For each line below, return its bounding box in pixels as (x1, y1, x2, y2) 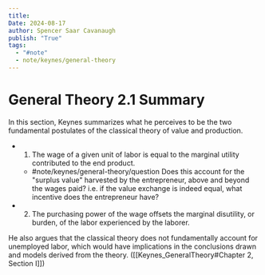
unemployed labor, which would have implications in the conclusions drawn (8, 241, 257, 251)
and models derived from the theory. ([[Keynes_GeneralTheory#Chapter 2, (8, 249, 254, 260)
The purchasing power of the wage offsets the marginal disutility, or (31, 209, 255, 218)
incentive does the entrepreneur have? (31, 192, 160, 201)
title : (8, 11, 30, 20)
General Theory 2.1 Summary (8, 91, 205, 109)
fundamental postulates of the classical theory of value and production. (8, 126, 243, 135)
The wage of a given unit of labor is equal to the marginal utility (31, 149, 239, 159)
